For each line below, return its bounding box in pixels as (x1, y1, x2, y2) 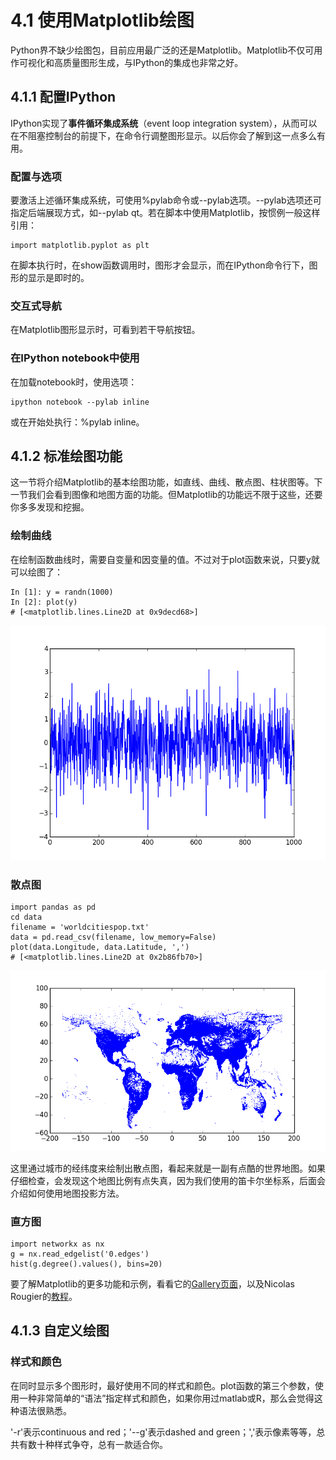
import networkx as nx (10, 1239, 105, 1250)
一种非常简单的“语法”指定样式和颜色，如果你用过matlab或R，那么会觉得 (18, 1392, 315, 1404)
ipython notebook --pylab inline (10, 397, 150, 407)
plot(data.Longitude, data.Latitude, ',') (10, 942, 190, 953)
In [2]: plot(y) (10, 597, 78, 607)
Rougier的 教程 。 (10, 1291, 78, 1303)
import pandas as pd (10, 902, 97, 913)
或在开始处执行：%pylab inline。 (10, 416, 145, 428)
